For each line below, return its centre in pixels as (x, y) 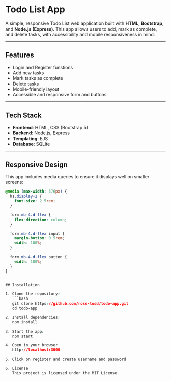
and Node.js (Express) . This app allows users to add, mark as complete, (81, 29)
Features (20, 55)
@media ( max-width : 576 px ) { (36, 192)
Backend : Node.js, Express (41, 133)
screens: (15, 182)
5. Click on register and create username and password (66, 359)
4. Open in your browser (32, 345)
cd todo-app (25, 308)
